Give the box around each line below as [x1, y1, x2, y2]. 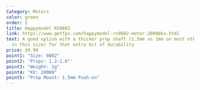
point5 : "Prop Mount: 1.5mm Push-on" [6, 75, 100, 81]
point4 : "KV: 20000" [6, 69, 58, 75]
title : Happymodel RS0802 [6, 25, 70, 31]
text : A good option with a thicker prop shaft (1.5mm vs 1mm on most [6, 36, 185, 42]
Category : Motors [6, 8, 49, 15]
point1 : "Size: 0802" [6, 53, 60, 59]
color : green [6, 14, 39, 20]
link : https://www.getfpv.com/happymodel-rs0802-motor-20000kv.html [6, 31, 180, 37]
